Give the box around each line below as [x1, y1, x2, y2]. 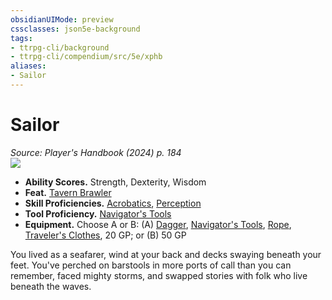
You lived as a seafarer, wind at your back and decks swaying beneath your [10, 248, 322, 260]
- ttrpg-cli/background [10, 42, 110, 53]
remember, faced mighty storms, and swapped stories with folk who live [10, 269, 308, 281]
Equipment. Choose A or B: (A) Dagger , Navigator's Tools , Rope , [24, 218, 292, 230]
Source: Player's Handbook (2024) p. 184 [10, 146, 182, 158]
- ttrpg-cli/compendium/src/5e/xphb [10, 52, 163, 62]
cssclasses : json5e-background [10, 24, 141, 34]
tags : [10, 33, 33, 43]
